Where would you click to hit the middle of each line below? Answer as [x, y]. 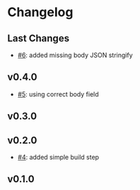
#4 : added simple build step [58, 157]
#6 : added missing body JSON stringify [75, 55]
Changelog [40, 12]
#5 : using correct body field [58, 94]
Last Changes [38, 38]
